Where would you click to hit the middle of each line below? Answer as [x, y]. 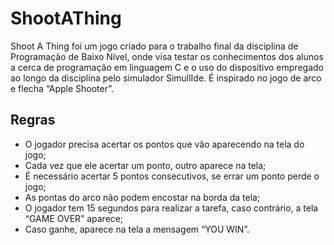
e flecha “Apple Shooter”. [62, 88]
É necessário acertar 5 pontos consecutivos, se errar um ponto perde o [172, 176]
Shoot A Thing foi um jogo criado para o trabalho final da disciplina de [154, 46]
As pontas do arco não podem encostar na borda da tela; [142, 197]
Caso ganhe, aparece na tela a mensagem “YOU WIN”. [137, 229]
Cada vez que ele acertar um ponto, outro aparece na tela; [145, 165]
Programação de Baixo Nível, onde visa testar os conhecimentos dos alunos [167, 56]
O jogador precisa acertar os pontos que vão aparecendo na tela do [164, 144]
